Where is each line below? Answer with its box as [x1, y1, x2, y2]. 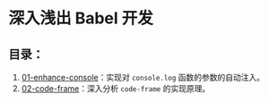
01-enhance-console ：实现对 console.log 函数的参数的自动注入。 [21, 72, 265, 82]
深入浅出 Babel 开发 [8, 8, 153, 29]
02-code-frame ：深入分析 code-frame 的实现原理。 [21, 83, 211, 94]
